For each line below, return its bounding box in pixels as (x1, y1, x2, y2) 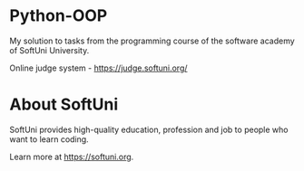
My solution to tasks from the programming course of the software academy (9, 35, 295, 46)
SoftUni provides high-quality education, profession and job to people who (9, 124, 289, 135)
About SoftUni (9, 94, 119, 115)
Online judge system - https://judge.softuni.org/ (9, 62, 188, 73)
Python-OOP (9, 5, 108, 26)
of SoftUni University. (9, 44, 90, 55)
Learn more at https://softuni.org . (9, 151, 134, 162)
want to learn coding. (9, 133, 89, 145)
